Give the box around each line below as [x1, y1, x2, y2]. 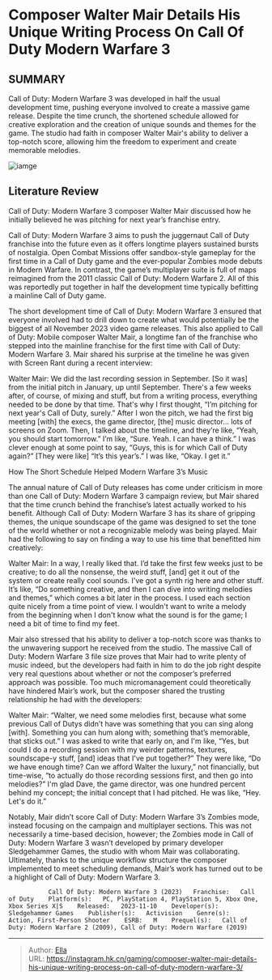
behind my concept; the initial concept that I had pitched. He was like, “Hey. [8, 787, 261, 797]
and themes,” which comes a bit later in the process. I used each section [8, 593, 251, 603]
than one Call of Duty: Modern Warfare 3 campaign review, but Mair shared [8, 491, 259, 501]
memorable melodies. [8, 146, 81, 155]
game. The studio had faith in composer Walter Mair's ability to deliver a [8, 128, 249, 138]
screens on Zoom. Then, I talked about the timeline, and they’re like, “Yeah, [8, 425, 259, 435]
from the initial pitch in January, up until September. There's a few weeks [8, 382, 252, 392]
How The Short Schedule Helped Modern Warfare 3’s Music [8, 467, 209, 476]
